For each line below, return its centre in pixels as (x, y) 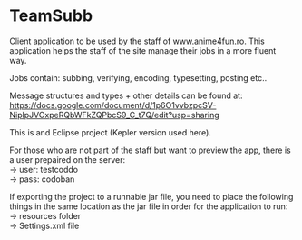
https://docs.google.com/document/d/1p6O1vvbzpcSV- (113, 105)
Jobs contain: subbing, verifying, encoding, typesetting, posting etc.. (138, 77)
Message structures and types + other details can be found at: (126, 95)
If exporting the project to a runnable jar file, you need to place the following (151, 196)
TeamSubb (51, 16)
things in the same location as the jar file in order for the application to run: (149, 206)
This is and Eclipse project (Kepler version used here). (110, 132)
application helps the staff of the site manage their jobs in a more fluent (143, 50)
